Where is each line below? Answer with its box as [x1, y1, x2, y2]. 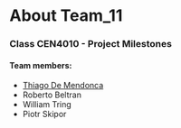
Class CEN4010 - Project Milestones [9, 38, 172, 50]
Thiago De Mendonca [22, 80, 104, 91]
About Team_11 [9, 5, 123, 26]
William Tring [22, 99, 72, 110]
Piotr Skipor [22, 109, 67, 120]
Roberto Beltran [22, 89, 81, 100]
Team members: [9, 59, 72, 70]
